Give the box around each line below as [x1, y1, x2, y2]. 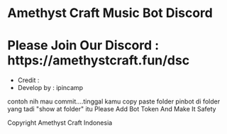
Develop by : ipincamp [17, 84, 84, 92]
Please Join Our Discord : [7, 38, 160, 54]
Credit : [17, 76, 40, 84]
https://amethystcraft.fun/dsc [7, 52, 190, 69]
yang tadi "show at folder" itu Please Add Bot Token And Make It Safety [7, 105, 216, 113]
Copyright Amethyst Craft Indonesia [7, 118, 113, 127]
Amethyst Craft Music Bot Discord [7, 5, 213, 21]
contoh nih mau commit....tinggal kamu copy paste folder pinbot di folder [7, 97, 221, 106]
